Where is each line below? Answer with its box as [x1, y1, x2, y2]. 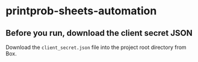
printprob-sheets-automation [5, 4, 157, 18]
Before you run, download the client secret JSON [5, 28, 193, 38]
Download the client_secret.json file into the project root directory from [5, 44, 187, 51]
